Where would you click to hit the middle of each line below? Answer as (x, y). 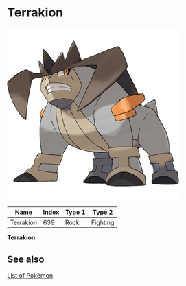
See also (26, 259)
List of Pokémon (30, 275)
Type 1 (75, 212)
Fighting (103, 222)
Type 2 (103, 212)
